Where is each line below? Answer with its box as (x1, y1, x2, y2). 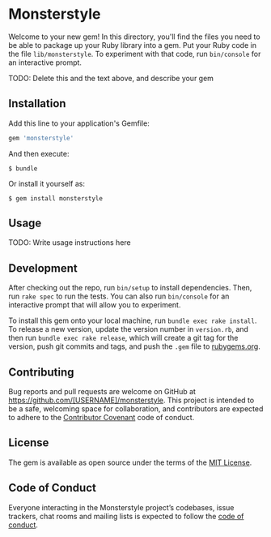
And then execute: (8, 148, 70, 158)
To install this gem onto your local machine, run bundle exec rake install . (8, 316, 257, 325)
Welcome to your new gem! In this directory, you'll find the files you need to (8, 32, 260, 41)
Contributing (8, 365, 74, 379)
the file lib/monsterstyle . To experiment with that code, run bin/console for (8, 49, 261, 58)
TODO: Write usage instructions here (8, 238, 131, 247)
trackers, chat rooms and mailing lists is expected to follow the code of (8, 511, 244, 521)
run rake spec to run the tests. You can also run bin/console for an (8, 291, 230, 301)
